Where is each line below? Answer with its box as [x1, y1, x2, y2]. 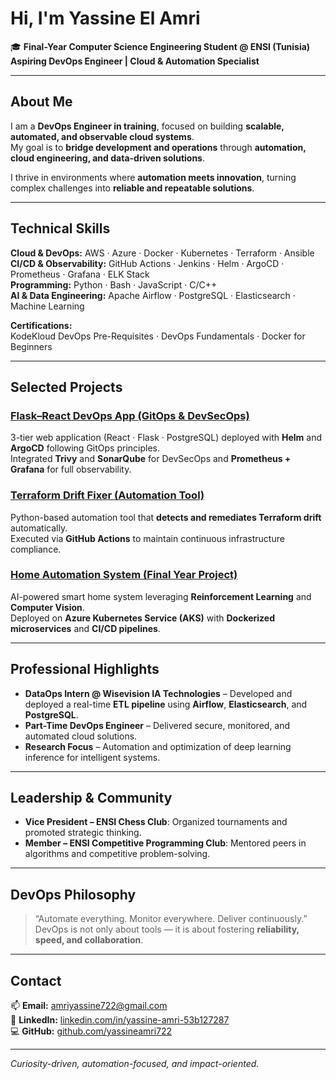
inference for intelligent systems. [24, 751, 161, 763]
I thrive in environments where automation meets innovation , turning [10, 171, 297, 183]
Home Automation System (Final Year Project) [10, 568, 238, 582]
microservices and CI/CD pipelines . [10, 622, 161, 634]
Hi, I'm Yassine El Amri [10, 7, 201, 30]
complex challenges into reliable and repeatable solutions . [10, 182, 255, 194]
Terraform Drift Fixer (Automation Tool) [10, 488, 205, 502]
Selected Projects [10, 378, 123, 396]
